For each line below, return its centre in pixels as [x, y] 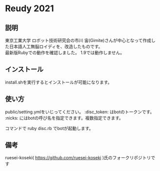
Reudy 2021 [30, 9]
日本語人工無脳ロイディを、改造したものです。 [56, 46]
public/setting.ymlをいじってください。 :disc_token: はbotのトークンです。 [80, 112]
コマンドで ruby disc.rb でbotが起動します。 [49, 128]
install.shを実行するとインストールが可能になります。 [59, 82]
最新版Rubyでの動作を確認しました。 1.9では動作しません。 [65, 53]
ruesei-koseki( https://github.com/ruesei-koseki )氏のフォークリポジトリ [78, 158]
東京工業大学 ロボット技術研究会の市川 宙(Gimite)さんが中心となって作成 [78, 40]
